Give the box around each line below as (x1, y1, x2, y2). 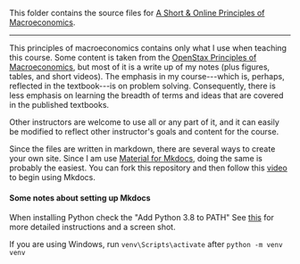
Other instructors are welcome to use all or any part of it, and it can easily (9, 117, 279, 128)
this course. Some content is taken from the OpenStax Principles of (9, 53, 257, 62)
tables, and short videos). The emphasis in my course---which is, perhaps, (9, 71, 285, 81)
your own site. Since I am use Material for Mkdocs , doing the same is (9, 153, 263, 163)
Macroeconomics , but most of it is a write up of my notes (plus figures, (9, 62, 271, 72)
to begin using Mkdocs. (9, 172, 96, 182)
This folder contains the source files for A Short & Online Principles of (9, 8, 265, 18)
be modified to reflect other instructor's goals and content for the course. (9, 127, 279, 136)
